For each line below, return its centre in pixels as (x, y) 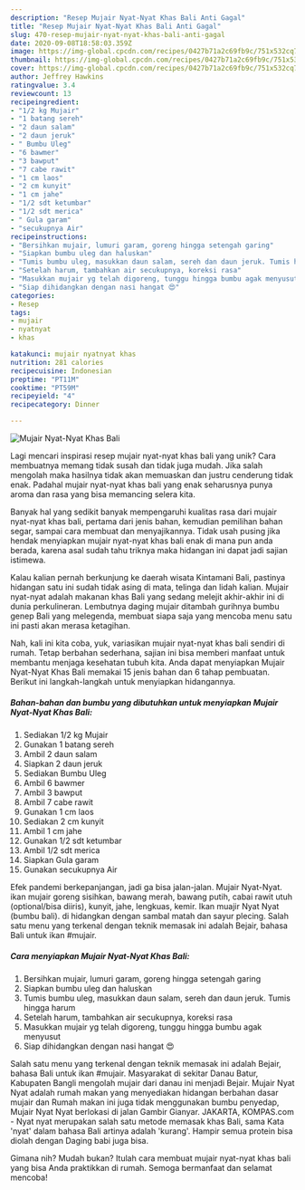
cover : (23, 69)
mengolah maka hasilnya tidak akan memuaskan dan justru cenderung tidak (152, 475)
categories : (33, 295)
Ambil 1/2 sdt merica (62, 850)
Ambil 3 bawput (53, 792)
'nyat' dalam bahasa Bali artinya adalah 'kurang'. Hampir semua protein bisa (152, 1131)
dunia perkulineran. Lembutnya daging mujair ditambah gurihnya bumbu (145, 606)
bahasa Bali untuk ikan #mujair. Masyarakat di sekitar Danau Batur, (134, 1073)
